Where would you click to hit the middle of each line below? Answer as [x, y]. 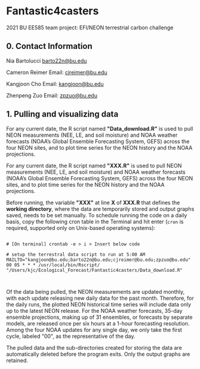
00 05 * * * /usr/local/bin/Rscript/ [53, 265]
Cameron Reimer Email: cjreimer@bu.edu [57, 72]
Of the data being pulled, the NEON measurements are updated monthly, [96, 291]
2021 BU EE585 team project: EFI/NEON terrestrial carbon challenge [90, 27]
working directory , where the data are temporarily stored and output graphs [100, 209]
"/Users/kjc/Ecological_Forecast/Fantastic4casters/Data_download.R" [95, 270]
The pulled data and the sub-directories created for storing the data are [94, 348]
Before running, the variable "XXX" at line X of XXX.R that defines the [93, 202]
